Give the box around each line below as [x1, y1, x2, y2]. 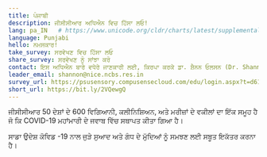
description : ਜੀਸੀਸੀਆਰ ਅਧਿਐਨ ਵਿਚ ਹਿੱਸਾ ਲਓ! [8, 19, 149, 27]
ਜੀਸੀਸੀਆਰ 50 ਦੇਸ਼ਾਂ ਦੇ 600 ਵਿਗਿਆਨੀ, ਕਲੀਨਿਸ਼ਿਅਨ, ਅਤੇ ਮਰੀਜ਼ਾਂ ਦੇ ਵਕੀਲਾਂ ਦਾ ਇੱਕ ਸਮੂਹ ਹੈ [8, 107, 258, 117]
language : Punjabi [8, 33, 69, 42]
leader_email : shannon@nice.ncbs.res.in [8, 71, 145, 78]
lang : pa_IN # [8, 26, 62, 34]
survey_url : [8, 78, 48, 86]
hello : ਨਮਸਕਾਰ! [8, 41, 58, 49]
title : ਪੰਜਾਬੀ [8, 11, 48, 20]
